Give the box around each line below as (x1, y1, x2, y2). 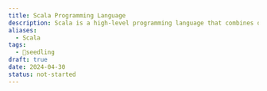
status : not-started (8, 70, 77, 78)
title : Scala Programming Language (8, 11, 126, 20)
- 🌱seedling (15, 48, 56, 56)
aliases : (8, 26, 37, 34)
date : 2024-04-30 (8, 63, 66, 71)
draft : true (8, 56, 48, 64)
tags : (8, 41, 26, 49)
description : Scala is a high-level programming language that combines (8, 19, 254, 27)
